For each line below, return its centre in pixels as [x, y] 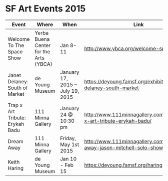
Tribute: [17, 118]
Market [16, 94]
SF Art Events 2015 [45, 9]
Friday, [68, 138]
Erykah [16, 124]
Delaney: [18, 81]
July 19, [69, 91]
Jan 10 [68, 159]
